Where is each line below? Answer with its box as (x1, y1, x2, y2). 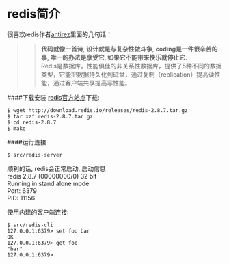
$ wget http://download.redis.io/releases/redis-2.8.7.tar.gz (7, 107, 188, 114)
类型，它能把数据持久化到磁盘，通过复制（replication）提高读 (40, 70, 215, 79)
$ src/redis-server (7, 151, 63, 158)
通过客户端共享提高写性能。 (53, 79, 131, 87)
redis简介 (7, 6, 61, 22)
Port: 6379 (7, 186, 38, 195)
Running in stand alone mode (7, 179, 90, 187)
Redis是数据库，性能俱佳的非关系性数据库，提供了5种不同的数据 (40, 62, 222, 70)
